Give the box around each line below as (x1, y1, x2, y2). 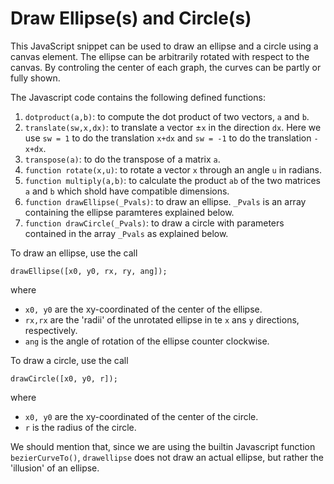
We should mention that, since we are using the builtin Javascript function (10, 440, 316, 452)
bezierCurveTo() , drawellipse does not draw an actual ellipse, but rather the (10, 451, 324, 463)
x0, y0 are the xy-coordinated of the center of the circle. (24, 410, 259, 422)
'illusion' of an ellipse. (10, 462, 100, 474)
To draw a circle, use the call (10, 354, 129, 366)
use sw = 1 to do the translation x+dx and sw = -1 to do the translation (24, 132, 312, 144)
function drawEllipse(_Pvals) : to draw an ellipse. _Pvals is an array (24, 195, 307, 207)
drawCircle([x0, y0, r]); (10, 373, 118, 384)
